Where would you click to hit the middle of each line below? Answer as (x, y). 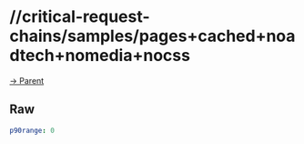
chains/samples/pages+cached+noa (152, 36)
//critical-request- (80, 17)
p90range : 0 (32, 130)
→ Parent (27, 80)
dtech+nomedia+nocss (100, 56)
